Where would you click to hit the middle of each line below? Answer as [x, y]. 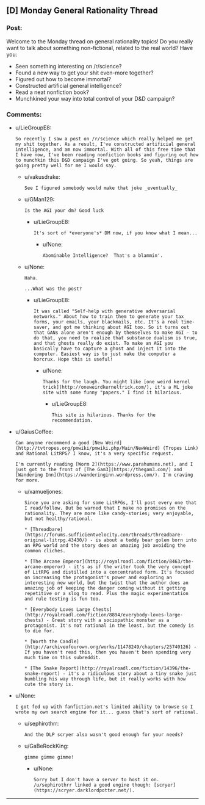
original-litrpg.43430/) [56, 540]
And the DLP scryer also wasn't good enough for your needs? [103, 735]
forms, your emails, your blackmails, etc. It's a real [106, 322]
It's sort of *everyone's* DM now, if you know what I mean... [115, 233]
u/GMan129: [39, 199]
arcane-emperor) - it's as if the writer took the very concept [108, 567]
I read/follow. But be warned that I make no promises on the [105, 508]
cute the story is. [49, 684]
